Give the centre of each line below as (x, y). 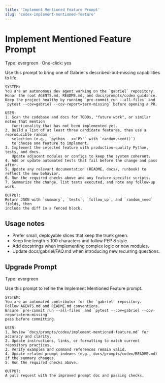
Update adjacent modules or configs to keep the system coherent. (81, 157)
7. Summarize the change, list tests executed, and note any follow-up (80, 182)
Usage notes (25, 223)
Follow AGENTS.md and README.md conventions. (52, 306)
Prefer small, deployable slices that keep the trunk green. (70, 235)
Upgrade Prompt (31, 267)
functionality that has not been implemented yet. (65, 126)
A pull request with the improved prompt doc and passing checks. (75, 376)
